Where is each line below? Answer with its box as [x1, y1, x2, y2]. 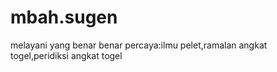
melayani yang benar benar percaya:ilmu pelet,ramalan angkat [10, 39, 268, 51]
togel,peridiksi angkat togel [10, 49, 123, 61]
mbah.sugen [10, 6, 118, 29]
